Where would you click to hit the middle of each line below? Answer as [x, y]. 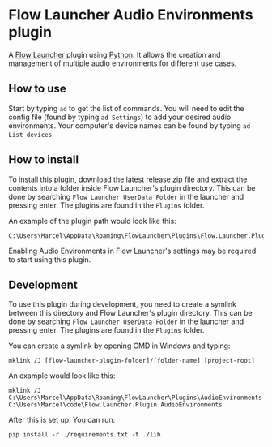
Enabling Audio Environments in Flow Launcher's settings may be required [132, 251]
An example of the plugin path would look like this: [92, 221]
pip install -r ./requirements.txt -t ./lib [85, 435]
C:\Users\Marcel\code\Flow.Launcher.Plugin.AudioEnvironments [115, 405]
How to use [37, 89]
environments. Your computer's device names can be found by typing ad [130, 125]
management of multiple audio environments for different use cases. [123, 63]
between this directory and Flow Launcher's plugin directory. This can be [130, 313]
